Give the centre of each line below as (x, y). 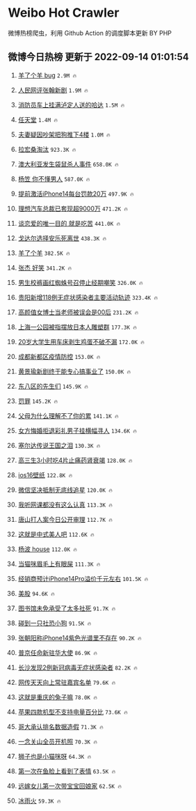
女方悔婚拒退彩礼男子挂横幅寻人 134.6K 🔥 (77, 431)
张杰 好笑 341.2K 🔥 (45, 268)
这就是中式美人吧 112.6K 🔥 (56, 534)
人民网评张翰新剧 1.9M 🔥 (53, 90)
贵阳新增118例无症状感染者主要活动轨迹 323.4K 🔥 (88, 297)
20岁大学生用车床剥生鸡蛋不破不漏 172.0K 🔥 (81, 341)
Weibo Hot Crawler (64, 13)
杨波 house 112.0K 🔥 (48, 549)
